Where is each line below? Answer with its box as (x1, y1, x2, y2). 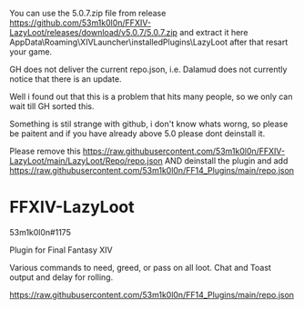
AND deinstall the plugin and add (164, 155, 289, 166)
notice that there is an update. (9, 74, 122, 85)
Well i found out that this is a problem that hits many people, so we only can (9, 91, 293, 102)
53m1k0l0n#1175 (9, 226, 71, 237)
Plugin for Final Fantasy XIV (9, 244, 114, 255)
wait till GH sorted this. (9, 101, 95, 112)
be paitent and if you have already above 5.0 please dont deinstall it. (9, 128, 266, 139)
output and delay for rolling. (9, 272, 114, 283)
